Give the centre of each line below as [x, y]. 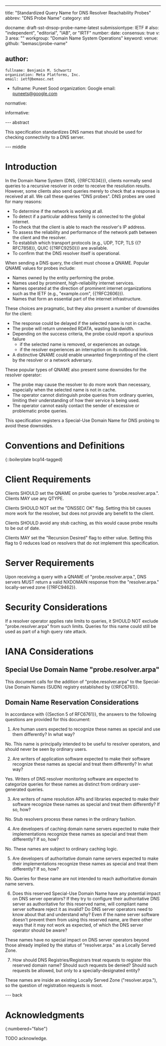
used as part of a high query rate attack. [46, 631]
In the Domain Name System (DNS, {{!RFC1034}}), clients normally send [79, 180]
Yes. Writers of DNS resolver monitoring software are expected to [72, 779]
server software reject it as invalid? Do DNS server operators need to [83, 909]
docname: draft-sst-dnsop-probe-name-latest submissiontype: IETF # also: [82, 27]
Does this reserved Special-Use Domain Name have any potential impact [86, 893]
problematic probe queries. [40, 411]
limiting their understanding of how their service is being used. [76, 400]
